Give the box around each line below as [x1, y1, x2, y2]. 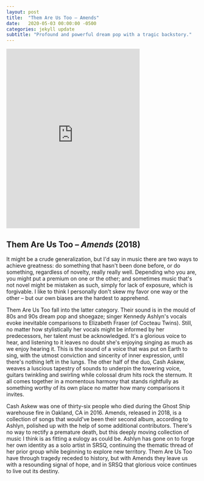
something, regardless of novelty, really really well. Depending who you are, [6, 268, 197, 276]
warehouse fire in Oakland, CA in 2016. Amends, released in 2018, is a [6, 409, 181, 416]
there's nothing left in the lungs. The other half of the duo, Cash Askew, [6, 358, 186, 365]
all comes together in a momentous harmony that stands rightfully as [6, 377, 179, 385]
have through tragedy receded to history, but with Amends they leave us [6, 454, 188, 461]
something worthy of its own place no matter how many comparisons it [6, 384, 185, 391]
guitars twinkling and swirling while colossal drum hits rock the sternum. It [6, 371, 192, 378]
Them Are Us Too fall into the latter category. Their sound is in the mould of [6, 306, 196, 314]
